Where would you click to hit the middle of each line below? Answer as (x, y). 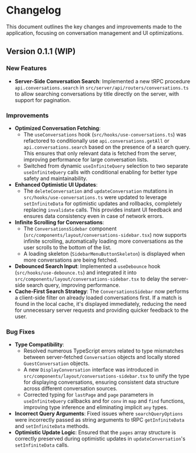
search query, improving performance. (73, 285)
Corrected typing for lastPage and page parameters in (89, 395)
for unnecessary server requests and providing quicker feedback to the (102, 310)
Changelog (34, 10)
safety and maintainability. (55, 178)
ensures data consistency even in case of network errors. (94, 216)
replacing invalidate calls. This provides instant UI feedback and (103, 210)
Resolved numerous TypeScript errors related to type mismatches (104, 351)
